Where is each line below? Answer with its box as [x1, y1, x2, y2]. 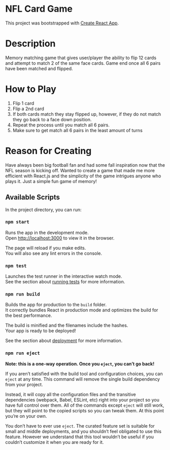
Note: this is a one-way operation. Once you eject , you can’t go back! [5, 360, 155, 367]
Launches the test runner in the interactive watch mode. [5, 273, 123, 279]
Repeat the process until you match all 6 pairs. [12, 122, 110, 128]
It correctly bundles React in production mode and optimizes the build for [5, 307, 158, 313]
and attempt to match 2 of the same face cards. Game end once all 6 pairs [5, 60, 161, 66]
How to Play [5, 84, 57, 95]
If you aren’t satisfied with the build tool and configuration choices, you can [5, 370, 163, 377]
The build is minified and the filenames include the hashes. [5, 322, 128, 329]
